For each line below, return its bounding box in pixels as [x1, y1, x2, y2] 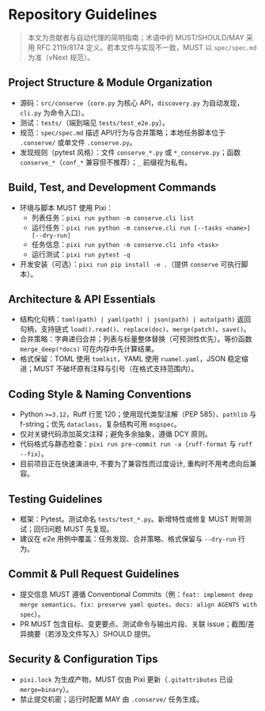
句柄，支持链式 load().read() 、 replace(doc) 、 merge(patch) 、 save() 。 [19, 325, 251, 334]
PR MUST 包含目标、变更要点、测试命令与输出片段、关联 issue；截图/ [19, 619, 248, 629]
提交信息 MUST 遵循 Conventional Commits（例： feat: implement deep [19, 589, 253, 599]
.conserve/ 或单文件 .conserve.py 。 [19, 137, 137, 147]
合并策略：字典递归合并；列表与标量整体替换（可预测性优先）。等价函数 [19, 334, 252, 344]
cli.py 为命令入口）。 [19, 108, 89, 117]
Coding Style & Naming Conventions [8, 387, 191, 401]
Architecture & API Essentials [8, 292, 156, 306]
